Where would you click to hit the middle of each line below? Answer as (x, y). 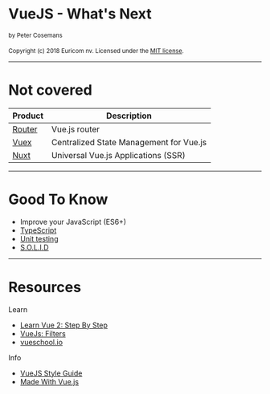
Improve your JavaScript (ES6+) (73, 221)
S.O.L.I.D (35, 247)
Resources (45, 287)
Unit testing (39, 238)
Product (28, 116)
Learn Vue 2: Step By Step (64, 325)
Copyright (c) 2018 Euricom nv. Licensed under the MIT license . (96, 51)
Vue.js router (76, 129)
